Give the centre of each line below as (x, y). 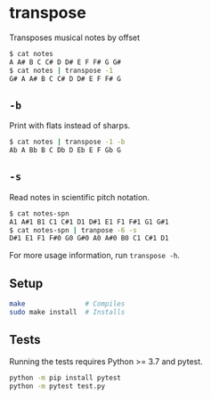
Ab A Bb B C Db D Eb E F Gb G (65, 151)
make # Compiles (67, 304)
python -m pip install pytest (65, 378)
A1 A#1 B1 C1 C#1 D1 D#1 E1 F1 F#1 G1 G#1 (89, 222)
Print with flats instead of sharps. (70, 126)
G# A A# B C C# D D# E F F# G (65, 78)
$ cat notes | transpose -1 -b (67, 142)
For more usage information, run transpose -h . (95, 256)
